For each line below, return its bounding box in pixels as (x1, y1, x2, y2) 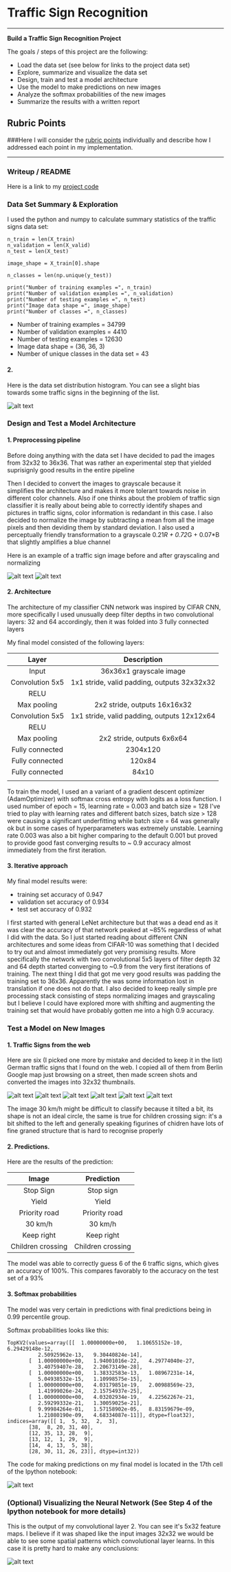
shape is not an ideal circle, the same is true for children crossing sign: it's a (7, 1112, 222, 1120)
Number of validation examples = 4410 (16, 327, 127, 336)
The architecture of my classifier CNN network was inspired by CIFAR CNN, (7, 603, 221, 611)
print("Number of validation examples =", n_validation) (7, 290, 174, 297)
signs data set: (7, 223, 49, 231)
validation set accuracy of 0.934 (16, 898, 109, 906)
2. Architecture (7, 587, 52, 596)
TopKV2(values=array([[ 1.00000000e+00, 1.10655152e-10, (7, 1339, 184, 1346)
